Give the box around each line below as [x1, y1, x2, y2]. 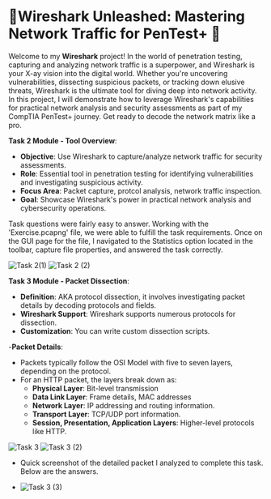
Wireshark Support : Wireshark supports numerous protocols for [19, 309, 236, 318]
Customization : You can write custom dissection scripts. [19, 326, 210, 335]
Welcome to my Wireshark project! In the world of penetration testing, [8, 51, 243, 61]
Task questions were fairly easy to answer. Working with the [8, 219, 209, 228]
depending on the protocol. [19, 366, 112, 376]
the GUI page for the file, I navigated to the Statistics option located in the [8, 236, 253, 245]
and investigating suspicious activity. [19, 177, 143, 187]
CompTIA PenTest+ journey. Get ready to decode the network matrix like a [8, 111, 256, 121]
